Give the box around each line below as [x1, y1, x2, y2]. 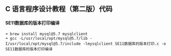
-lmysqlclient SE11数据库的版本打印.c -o [83, 41, 166, 46]
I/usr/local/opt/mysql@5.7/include [5, 41, 81, 46]
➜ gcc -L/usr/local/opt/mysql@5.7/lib [5, 36, 88, 41]
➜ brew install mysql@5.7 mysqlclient [5, 31, 88, 36]
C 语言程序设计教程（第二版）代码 [5, 5, 113, 14]
